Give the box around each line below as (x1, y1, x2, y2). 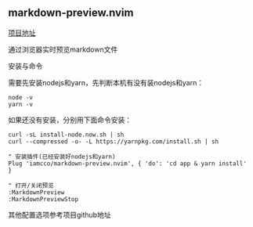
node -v (8, 93, 34, 101)
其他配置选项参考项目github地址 (8, 210, 111, 219)
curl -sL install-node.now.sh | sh (8, 131, 125, 139)
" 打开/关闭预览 (8, 182, 54, 189)
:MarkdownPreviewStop (8, 195, 79, 203)
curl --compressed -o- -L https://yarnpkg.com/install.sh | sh (8, 137, 219, 146)
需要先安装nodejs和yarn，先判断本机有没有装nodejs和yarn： (8, 77, 204, 87)
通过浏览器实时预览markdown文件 (8, 45, 118, 54)
